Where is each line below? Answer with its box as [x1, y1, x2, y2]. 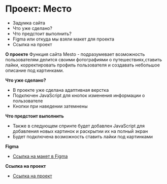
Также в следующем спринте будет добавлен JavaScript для [12, 123, 145, 129]
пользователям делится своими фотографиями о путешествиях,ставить [5, 56, 162, 62]
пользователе [12, 97, 43, 104]
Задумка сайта [12, 20, 46, 26]
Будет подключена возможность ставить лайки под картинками [12, 133, 153, 139]
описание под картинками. [5, 67, 64, 73]
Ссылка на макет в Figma [12, 153, 68, 159]
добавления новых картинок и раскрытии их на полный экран [12, 128, 148, 134]
